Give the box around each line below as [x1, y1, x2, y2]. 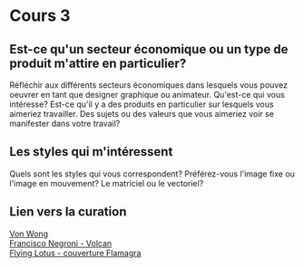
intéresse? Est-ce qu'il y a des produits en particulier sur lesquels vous [9, 99, 274, 110]
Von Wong [9, 228, 48, 239]
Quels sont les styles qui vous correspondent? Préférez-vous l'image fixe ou [9, 168, 295, 179]
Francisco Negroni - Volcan [9, 237, 113, 249]
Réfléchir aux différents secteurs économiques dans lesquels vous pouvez [9, 80, 289, 91]
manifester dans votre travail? [9, 119, 121, 129]
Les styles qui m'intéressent [9, 144, 173, 159]
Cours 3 [9, 5, 71, 26]
